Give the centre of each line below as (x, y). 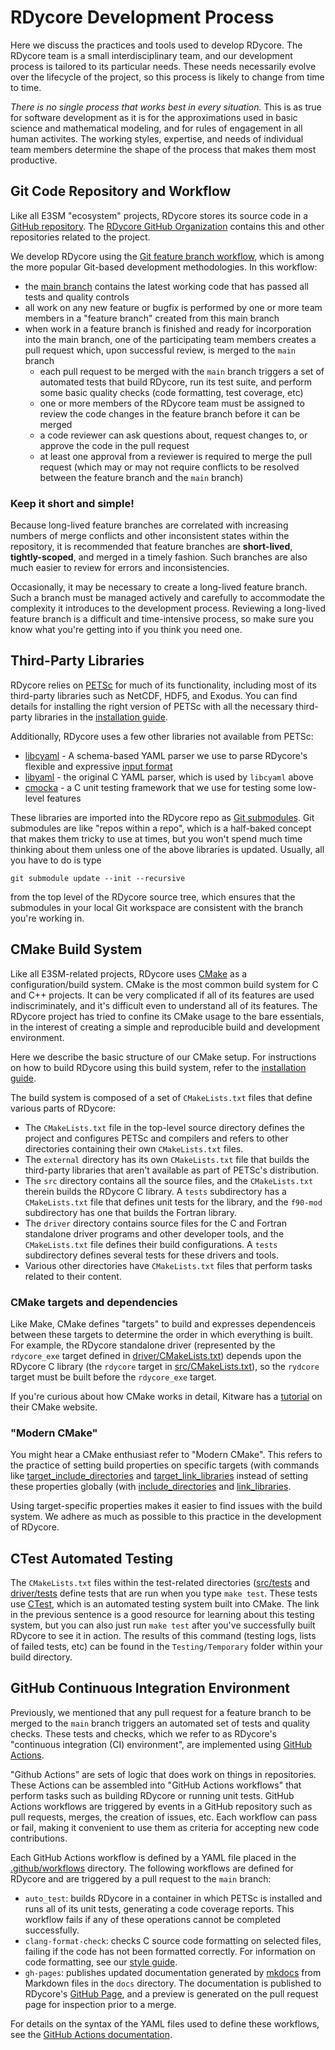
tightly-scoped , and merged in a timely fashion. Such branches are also (159, 557)
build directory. (41, 1657)
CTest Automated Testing (91, 1558)
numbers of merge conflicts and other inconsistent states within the (150, 536)
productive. (34, 160)
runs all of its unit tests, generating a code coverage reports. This (159, 1908)
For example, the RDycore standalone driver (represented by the (143, 1345)
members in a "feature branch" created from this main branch (152, 318)
